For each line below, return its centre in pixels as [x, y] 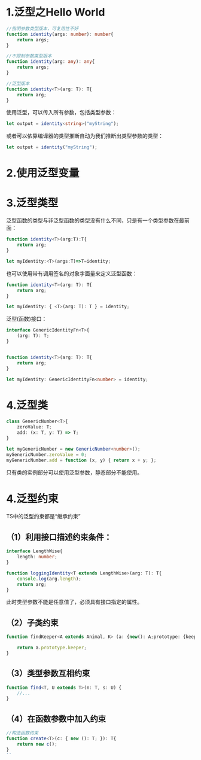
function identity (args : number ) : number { [60, 34]
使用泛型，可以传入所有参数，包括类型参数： [61, 113]
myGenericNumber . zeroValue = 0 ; [46, 455]
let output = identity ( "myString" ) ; [52, 147]
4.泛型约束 [32, 499]
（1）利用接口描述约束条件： [59, 537]
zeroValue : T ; [34, 427]
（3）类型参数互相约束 [48, 674]
